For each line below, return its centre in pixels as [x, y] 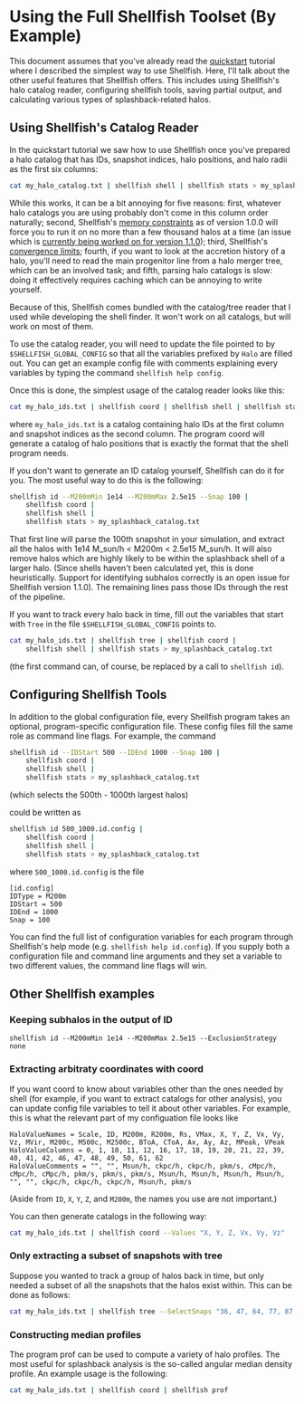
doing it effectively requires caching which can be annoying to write [136, 280]
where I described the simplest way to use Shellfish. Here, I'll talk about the [150, 71]
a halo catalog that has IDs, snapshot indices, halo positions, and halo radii [148, 159]
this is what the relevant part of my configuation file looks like [124, 1117]
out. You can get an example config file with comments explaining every [144, 363]
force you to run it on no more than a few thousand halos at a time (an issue [150, 232]
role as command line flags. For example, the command [113, 736]
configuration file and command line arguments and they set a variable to [146, 956]
